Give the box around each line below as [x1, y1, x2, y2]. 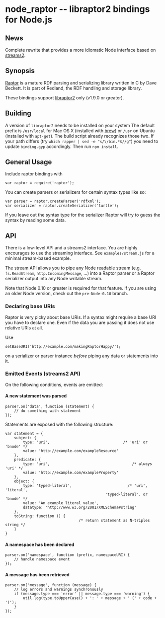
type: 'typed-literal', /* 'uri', [23, 483, 148, 488]
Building [5, 109, 31, 118]
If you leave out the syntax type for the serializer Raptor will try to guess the [5, 212, 161, 218]
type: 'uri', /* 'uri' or [23, 440, 148, 445]
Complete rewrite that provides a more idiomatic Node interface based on [5, 47, 156, 53]
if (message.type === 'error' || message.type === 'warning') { [14, 591, 150, 597]
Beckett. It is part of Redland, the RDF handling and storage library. [5, 85, 142, 91]
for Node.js [5, 14, 53, 25]
